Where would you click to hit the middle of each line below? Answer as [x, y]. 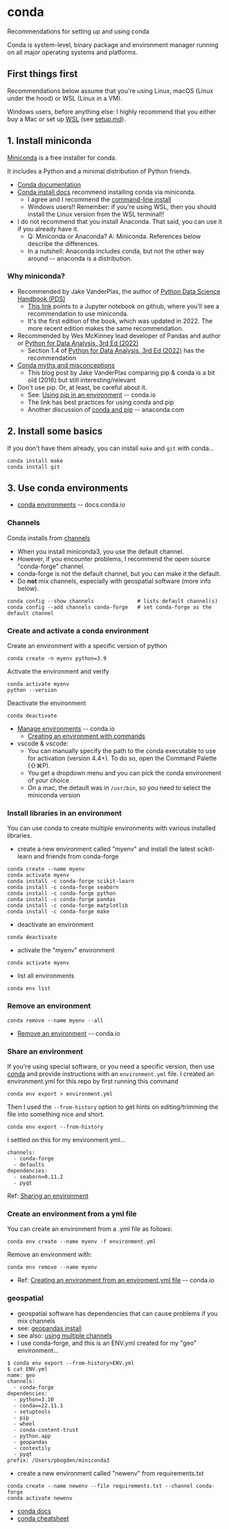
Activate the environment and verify [58, 672]
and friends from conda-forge [76, 857]
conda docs [34, 1511]
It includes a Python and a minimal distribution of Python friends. [99, 171]
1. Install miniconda [49, 141]
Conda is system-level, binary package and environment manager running [113, 44]
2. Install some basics [55, 431]
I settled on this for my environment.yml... [66, 1139]
